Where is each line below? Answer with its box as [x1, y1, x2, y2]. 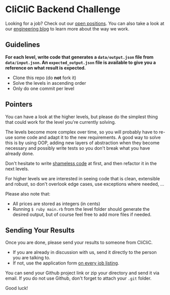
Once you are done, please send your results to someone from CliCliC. [5, 240, 153, 246]
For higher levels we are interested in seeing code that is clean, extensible [5, 175, 160, 181]
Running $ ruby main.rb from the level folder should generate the [12, 206, 150, 212]
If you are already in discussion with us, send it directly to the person [12, 249, 157, 255]
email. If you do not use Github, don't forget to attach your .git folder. [5, 275, 152, 281]
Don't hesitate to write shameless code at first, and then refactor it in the [5, 160, 157, 166]
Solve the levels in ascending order [12, 80, 86, 86]
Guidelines [5, 41, 40, 49]
